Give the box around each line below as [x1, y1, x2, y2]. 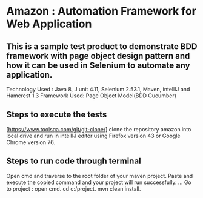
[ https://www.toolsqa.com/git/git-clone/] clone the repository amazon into [6, 125, 191, 133]
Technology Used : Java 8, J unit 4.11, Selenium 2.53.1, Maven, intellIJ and [6, 86, 190, 93]
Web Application [6, 17, 92, 31]
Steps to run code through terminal [6, 156, 141, 167]
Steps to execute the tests [6, 110, 107, 120]
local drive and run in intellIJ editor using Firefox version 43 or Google [6, 132, 181, 139]
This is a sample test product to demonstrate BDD [6, 41, 198, 51]
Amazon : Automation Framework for [6, 4, 197, 18]
